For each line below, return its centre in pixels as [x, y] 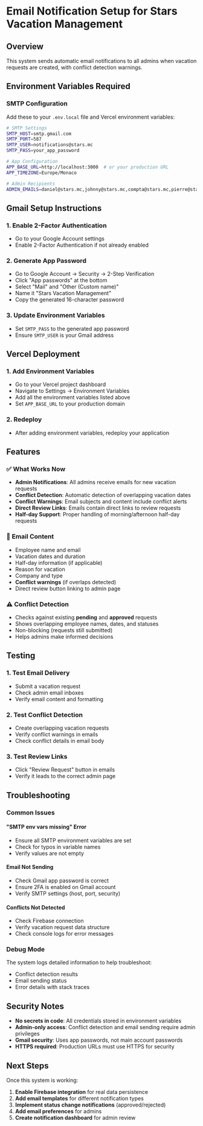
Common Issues [31, 812]
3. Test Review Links [37, 756]
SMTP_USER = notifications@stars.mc [50, 145]
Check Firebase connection [49, 921]
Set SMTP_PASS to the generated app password [72, 328]
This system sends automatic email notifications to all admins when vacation [101, 61]
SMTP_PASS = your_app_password [43, 151]
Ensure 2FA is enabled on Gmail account [65, 887]
